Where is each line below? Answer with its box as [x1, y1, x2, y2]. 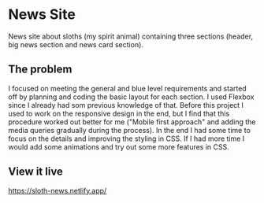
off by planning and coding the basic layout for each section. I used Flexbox [8, 92, 255, 101]
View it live [8, 165, 63, 179]
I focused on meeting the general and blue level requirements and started [8, 83, 247, 93]
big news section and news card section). [8, 39, 144, 49]
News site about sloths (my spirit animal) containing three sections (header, [8, 31, 254, 41]
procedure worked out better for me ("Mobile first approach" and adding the [8, 116, 256, 127]
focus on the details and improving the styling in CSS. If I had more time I [8, 134, 245, 143]
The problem [8, 63, 73, 76]
